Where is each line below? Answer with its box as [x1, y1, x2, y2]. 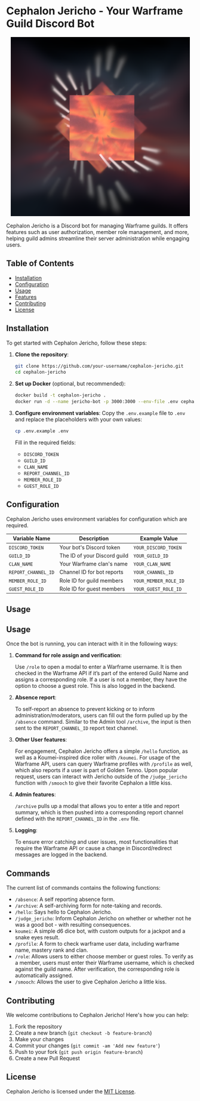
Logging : [14, 827, 38, 834]
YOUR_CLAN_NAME [133, 561, 171, 567]
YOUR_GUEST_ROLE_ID [133, 586, 182, 592]
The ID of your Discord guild [59, 552, 129, 559]
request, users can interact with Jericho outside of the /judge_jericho [14, 773, 187, 780]
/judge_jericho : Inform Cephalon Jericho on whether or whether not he [14, 915, 192, 922]
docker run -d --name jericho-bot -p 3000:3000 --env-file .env [14, 399, 179, 405]
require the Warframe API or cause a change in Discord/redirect [14, 845, 172, 852]
